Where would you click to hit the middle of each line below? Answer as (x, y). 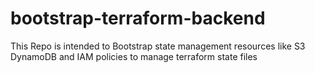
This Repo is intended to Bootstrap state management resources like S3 (158, 46)
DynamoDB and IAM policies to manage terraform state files (134, 56)
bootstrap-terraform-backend (138, 18)
